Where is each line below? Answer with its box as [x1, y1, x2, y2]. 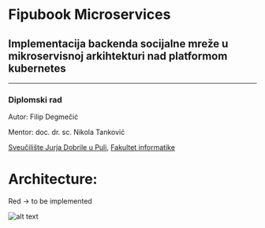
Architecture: [8, 170, 98, 189]
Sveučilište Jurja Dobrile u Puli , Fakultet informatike [8, 143, 176, 152]
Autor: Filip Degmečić [8, 112, 79, 121]
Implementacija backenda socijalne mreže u [8, 37, 229, 50]
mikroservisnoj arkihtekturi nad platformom [8, 49, 228, 62]
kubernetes [8, 62, 67, 75]
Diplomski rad [8, 94, 63, 105]
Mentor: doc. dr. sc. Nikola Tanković [8, 128, 125, 137]
